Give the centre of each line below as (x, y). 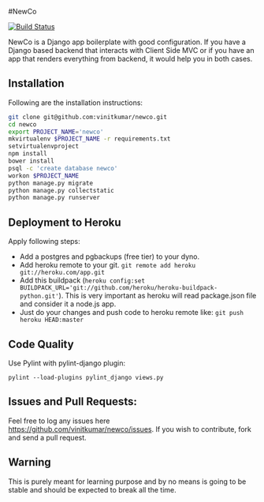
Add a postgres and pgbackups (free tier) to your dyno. (109, 257)
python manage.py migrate (50, 183)
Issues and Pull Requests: (73, 402)
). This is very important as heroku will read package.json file (158, 296)
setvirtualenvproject (44, 146)
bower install (32, 161)
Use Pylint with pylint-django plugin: (67, 363)
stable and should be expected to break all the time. (92, 489)
